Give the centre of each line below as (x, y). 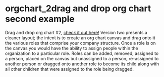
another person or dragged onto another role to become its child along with (82, 64)
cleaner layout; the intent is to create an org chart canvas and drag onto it (80, 38)
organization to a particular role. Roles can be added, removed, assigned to (82, 53)
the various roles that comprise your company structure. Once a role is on (81, 43)
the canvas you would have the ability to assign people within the (72, 48)
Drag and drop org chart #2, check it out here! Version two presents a (76, 32)
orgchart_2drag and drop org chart (78, 9)
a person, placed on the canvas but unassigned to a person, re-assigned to (82, 58)
